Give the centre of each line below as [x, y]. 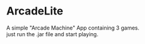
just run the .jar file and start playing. [52, 34]
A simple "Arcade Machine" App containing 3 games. [73, 28]
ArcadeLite [35, 11]
